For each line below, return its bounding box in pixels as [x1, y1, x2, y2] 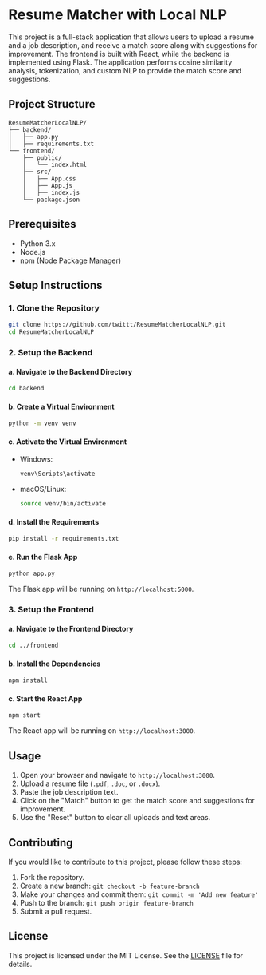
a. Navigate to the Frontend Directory [8, 624, 134, 633]
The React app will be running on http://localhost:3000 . [8, 726, 196, 735]
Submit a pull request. [19, 906, 92, 916]
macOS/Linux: [19, 485, 67, 494]
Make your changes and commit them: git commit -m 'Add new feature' [19, 889, 259, 899]
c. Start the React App [8, 693, 83, 704]
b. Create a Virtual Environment [8, 402, 115, 411]
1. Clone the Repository [8, 302, 100, 313]
